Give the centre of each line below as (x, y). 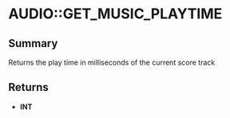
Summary (33, 43)
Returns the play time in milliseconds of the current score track (112, 62)
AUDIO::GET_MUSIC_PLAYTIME (115, 14)
